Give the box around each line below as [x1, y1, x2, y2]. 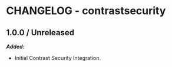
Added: [6, 43, 25, 50]
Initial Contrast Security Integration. [14, 55, 101, 61]
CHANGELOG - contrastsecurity [6, 4, 166, 18]
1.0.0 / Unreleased [6, 28, 75, 38]
